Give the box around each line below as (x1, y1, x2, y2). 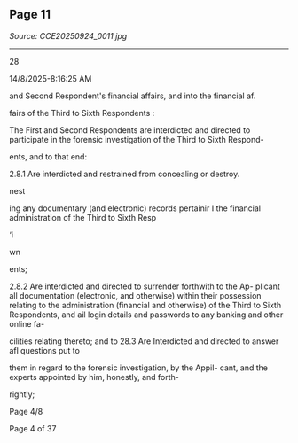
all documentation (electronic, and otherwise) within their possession (9, 290, 262, 300)
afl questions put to (9, 345, 80, 355)
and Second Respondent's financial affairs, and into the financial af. (9, 90, 256, 101)
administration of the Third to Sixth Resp (9, 212, 157, 222)
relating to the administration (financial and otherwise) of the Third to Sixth (9, 299, 282, 310)
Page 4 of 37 (9, 423, 57, 433)
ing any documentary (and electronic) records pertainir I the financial (9, 203, 262, 214)
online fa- (9, 318, 45, 329)
